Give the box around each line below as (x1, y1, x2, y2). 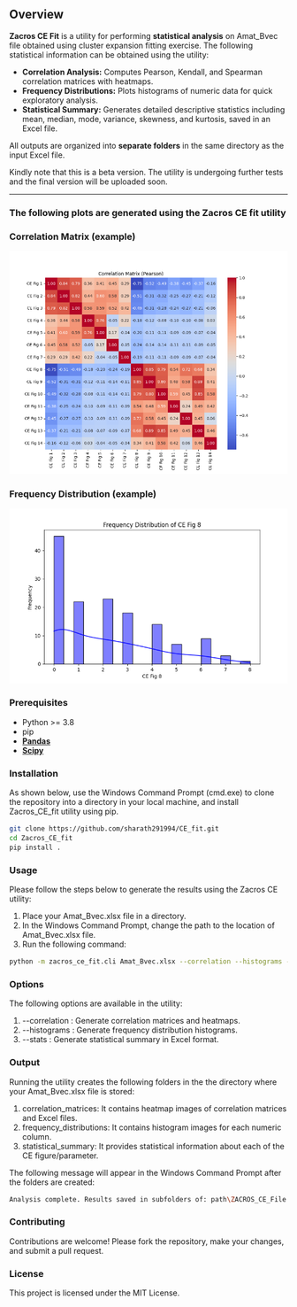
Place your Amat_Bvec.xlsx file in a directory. (21, 911, 187, 922)
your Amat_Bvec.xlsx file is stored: (9, 1086, 135, 1096)
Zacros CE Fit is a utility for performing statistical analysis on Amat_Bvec (9, 30, 278, 41)
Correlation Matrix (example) (9, 230, 136, 243)
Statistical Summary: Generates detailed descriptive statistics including (21, 104, 286, 114)
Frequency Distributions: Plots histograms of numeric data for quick (21, 85, 273, 96)
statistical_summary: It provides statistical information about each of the (21, 1141, 285, 1151)
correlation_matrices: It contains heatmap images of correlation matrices (21, 1102, 287, 1114)
